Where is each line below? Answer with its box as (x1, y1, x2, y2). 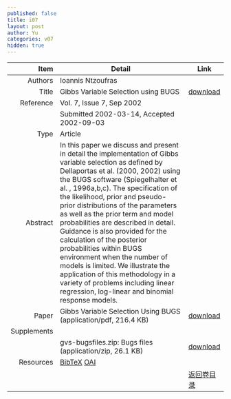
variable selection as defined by (59, 158, 163, 167)
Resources (19, 358, 54, 367)
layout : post (7, 23, 45, 30)
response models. (59, 296, 118, 305)
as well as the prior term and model (59, 209, 174, 218)
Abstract (25, 218, 54, 227)
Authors (27, 76, 54, 85)
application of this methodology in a (59, 269, 176, 279)
